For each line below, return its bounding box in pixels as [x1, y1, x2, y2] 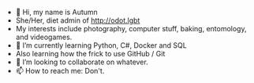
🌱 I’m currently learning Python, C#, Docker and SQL [15, 41, 187, 50]
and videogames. [15, 32, 73, 41]
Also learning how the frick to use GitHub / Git [15, 49, 166, 58]
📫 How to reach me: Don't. [15, 67, 105, 75]
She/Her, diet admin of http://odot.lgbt [15, 16, 140, 25]
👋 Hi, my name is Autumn [15, 8, 99, 16]
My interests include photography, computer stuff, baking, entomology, [15, 24, 247, 33]
